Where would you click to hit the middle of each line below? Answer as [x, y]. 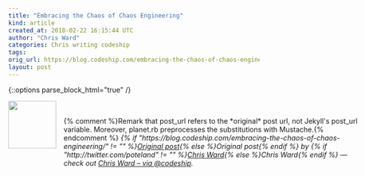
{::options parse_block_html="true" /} [70, 90]
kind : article [32, 23]
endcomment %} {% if [100, 138]
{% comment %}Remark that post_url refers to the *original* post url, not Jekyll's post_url [210, 121]
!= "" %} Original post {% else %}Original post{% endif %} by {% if [219, 146]
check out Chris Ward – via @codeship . [128, 163]
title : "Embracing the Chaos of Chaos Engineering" [96, 15]
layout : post [30, 67]
